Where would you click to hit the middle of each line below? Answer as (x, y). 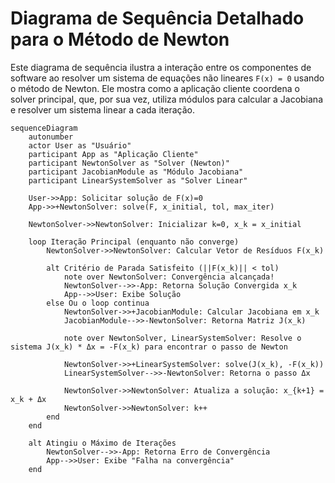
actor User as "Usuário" (80, 145)
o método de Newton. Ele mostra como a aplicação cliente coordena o (155, 88)
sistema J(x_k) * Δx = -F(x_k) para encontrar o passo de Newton (149, 347)
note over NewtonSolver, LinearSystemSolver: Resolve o (182, 338)
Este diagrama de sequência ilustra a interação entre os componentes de (161, 67)
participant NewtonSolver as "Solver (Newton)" (129, 163)
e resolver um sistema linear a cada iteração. (102, 109)
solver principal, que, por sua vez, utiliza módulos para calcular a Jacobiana (166, 99)
